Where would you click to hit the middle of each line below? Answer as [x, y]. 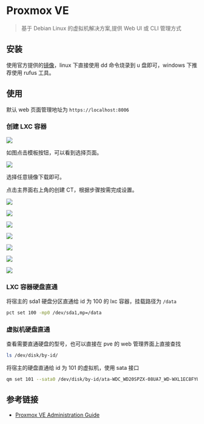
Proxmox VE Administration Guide [57, 415]
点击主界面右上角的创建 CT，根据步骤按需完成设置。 [72, 190]
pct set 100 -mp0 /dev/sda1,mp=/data [54, 313]
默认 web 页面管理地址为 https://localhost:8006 [68, 109]
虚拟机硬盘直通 [28, 329]
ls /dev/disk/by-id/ [32, 356]
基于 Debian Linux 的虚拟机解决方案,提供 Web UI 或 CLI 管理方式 [101, 28]
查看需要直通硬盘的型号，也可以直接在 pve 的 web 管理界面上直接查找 [93, 344]
